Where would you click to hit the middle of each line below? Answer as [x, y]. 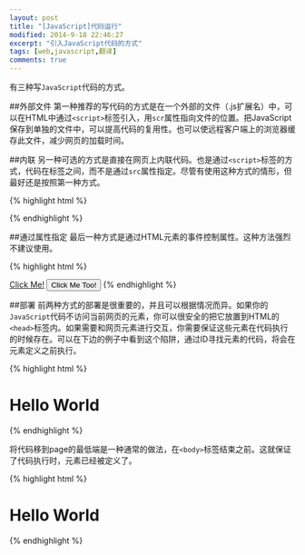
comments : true [38, 60]
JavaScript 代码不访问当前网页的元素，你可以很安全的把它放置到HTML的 [144, 316]
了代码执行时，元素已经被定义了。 [73, 461]
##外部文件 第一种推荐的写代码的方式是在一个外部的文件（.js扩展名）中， [147, 106]
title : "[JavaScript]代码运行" [66, 26]
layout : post [34, 18]
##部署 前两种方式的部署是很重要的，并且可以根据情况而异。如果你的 [139, 305]
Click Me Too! [74, 285]
